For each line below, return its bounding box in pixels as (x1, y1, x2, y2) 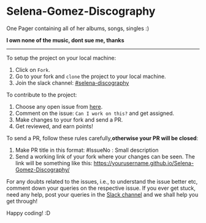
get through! (6, 197, 38, 205)
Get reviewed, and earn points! (15, 122, 93, 130)
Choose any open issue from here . (15, 103, 103, 110)
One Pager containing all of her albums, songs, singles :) (6, 25, 149, 32)
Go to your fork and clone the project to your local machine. (15, 72, 167, 80)
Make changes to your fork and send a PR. (15, 115, 123, 123)
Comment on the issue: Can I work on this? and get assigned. (15, 109, 175, 117)
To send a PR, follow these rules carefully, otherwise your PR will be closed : (6, 134, 199, 142)
